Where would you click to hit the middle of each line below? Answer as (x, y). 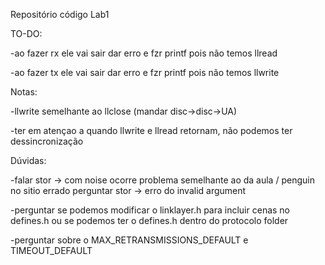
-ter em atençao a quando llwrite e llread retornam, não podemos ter (151, 130)
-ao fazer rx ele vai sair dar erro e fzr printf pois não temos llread (144, 53)
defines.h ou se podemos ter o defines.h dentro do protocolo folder (149, 220)
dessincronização (47, 141)
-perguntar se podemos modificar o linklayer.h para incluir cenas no (150, 210)
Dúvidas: (28, 160)
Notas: (24, 92)
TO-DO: (26, 33)
